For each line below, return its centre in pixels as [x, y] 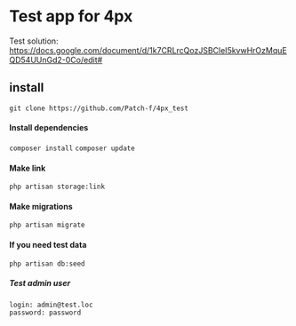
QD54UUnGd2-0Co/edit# [56, 60]
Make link [28, 168]
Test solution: [34, 41]
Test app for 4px [71, 16]
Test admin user [40, 283]
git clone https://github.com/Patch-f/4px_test [99, 108]
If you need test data [48, 244]
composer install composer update [72, 148]
